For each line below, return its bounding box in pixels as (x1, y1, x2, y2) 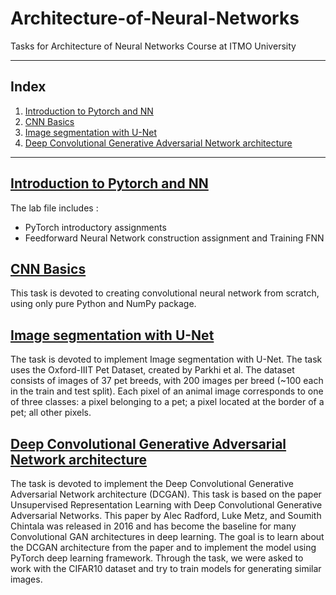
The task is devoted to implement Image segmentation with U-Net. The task (10, 353, 323, 366)
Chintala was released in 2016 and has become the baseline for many (10, 520, 297, 532)
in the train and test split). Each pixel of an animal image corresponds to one (10, 385, 324, 397)
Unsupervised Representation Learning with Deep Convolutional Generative (10, 499, 323, 511)
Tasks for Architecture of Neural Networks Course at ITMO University (10, 40, 297, 52)
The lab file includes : (10, 202, 99, 214)
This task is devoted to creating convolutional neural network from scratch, (10, 287, 320, 299)
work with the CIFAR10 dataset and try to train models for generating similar (10, 563, 322, 574)
